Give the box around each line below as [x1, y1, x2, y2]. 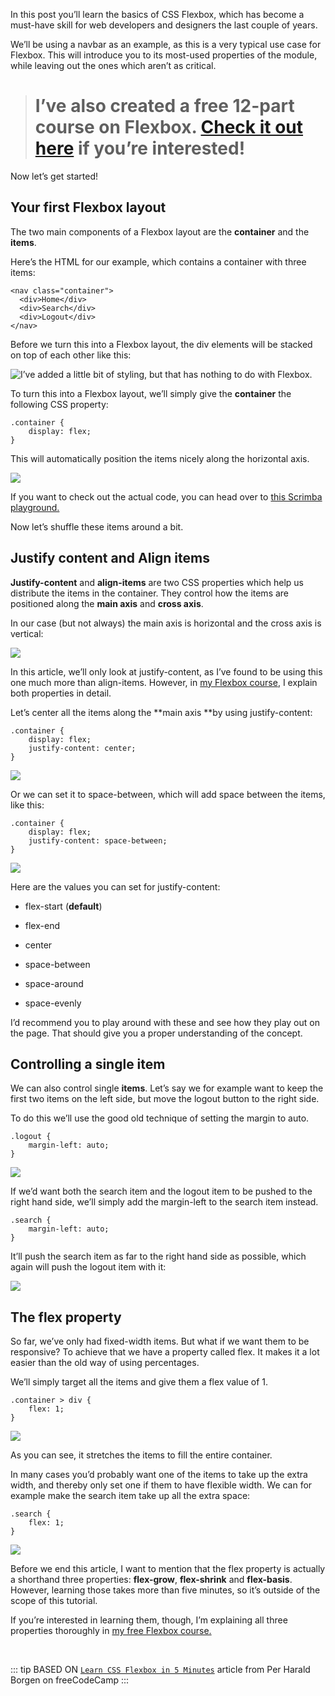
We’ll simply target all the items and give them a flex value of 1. [10, 1376, 269, 1388]
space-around [24, 977, 84, 989]
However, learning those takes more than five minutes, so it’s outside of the [10, 1584, 321, 1596]
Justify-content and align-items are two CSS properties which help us [10, 576, 304, 588]
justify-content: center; [28, 743, 137, 753]
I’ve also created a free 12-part [34, 95, 295, 118]
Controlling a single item [10, 1055, 166, 1073]
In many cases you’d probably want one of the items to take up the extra [10, 1469, 308, 1481]
